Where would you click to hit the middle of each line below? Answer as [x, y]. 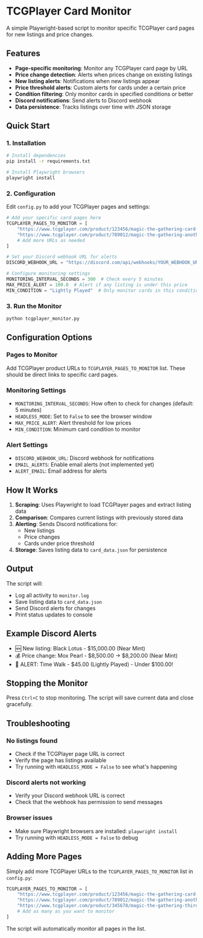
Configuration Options [49, 338]
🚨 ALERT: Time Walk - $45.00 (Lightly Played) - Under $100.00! [94, 664]
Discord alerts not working [46, 783]
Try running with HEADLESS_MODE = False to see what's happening [96, 767]
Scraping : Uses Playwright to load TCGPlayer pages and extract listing [103, 504]
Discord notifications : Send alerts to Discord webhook [83, 100]
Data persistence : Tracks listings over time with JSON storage [93, 107]
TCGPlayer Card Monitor [69, 11]
